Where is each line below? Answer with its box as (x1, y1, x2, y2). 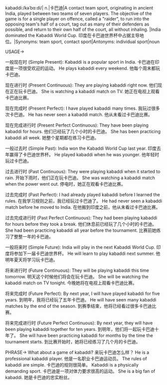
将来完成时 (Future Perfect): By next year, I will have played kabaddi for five (5, 290, 160, 296)
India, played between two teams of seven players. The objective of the (5, 11, 152, 17)
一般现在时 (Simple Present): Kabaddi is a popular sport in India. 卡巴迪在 (5, 59, 156, 65)
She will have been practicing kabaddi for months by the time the (19, 332, 153, 338)
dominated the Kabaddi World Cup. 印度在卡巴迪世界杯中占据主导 (5, 33, 140, 38)
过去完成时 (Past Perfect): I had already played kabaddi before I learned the (5, 192, 161, 197)
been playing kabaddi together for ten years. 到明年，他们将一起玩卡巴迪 (5, 326, 155, 332)
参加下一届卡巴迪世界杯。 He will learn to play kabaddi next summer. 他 (13, 250, 161, 256)
